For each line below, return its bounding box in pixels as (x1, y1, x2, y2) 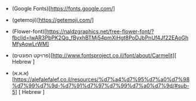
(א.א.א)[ (11, 70, 29, 83)
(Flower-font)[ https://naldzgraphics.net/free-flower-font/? (11, 28, 154, 35)
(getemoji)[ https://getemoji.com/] (11, 17, 94, 23)
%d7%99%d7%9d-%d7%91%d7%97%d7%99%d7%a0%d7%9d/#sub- (11, 82, 189, 89)
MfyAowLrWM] (11, 41, 49, 47)
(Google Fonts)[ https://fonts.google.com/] (11, 5, 115, 12)
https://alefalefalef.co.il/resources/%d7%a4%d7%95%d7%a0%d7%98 (14, 76, 190, 83)
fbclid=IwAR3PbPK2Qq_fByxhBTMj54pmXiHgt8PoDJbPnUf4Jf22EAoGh (11, 34, 189, 41)
